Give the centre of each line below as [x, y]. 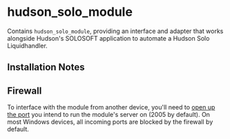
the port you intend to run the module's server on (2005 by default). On [109, 115]
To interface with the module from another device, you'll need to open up [111, 107]
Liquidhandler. [28, 45]
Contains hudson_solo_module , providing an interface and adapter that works [115, 31]
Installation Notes [46, 67]
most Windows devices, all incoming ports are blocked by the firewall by [110, 122]
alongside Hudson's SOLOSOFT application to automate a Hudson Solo [108, 38]
